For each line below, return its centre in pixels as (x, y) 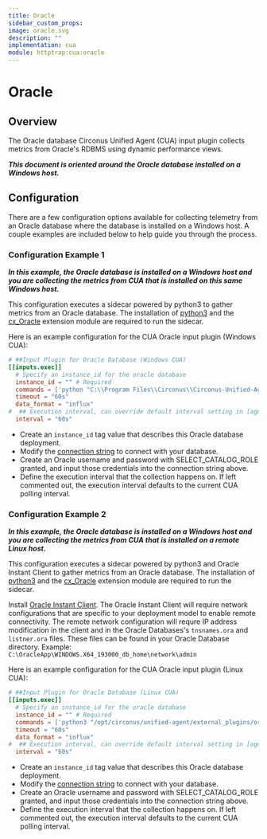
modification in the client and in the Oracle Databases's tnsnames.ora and (128, 630)
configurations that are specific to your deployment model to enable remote (132, 614)
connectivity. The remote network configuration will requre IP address (123, 621)
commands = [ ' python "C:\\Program (72, 390)
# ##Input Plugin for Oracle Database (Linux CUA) (94, 693)
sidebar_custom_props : (46, 23)
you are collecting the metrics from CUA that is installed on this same (126, 280)
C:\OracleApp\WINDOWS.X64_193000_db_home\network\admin (103, 655)
